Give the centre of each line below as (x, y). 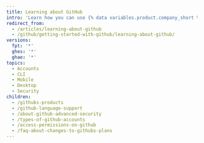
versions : (19, 40)
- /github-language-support (47, 108)
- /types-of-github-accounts (49, 119)
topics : (16, 63)
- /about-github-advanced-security (57, 114)
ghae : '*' (24, 57)
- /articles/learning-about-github (57, 29)
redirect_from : (25, 23)
